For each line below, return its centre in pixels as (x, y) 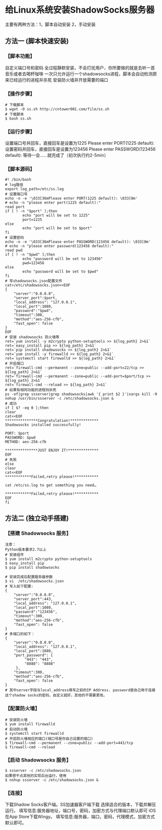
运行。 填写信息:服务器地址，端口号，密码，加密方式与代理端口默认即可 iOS (81, 811)
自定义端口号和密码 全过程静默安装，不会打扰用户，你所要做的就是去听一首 (80, 68)
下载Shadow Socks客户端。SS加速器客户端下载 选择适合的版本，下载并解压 (81, 805)
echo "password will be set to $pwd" (60, 271)
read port (15, 207)
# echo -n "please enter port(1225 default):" (53, 203)
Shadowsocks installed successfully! (43, 425)
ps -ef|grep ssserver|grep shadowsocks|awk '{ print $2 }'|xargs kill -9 (81, 394)
